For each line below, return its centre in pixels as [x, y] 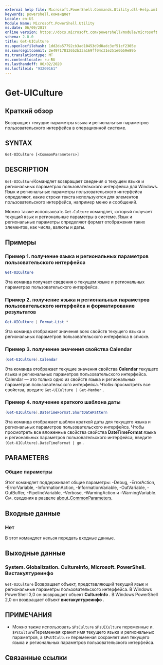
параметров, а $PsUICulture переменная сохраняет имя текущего [81, 637]
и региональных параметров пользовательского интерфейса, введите [78, 437]
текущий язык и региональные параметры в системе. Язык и [69, 217]
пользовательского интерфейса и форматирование [70, 306]
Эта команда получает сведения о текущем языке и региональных [75, 282]
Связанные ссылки [36, 657]
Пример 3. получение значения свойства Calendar [69, 349]
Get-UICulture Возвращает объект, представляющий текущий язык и [77, 584]
